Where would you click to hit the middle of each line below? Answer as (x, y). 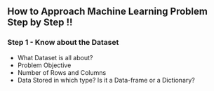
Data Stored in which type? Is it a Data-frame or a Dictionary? (106, 80)
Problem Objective (44, 65)
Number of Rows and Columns (62, 72)
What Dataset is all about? (55, 57)
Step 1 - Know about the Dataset (63, 43)
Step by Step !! (40, 23)
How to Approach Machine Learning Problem (108, 12)
